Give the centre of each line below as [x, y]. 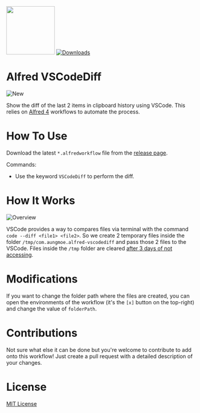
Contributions [42, 333]
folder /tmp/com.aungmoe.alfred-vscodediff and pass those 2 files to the [96, 242]
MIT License [22, 403]
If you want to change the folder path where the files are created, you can [98, 296]
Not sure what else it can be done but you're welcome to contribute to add [99, 350]
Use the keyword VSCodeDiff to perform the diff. [75, 176]
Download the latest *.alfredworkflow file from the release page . [87, 153]
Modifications [42, 279]
